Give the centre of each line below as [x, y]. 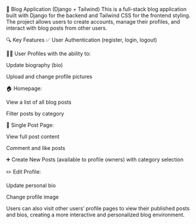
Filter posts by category [35, 113]
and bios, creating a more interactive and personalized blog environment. [95, 215]
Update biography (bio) [35, 65]
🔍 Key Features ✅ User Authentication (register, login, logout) [82, 40]
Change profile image [33, 197]
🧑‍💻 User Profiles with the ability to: [49, 54]
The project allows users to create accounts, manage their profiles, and [93, 22]
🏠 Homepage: [24, 88]
